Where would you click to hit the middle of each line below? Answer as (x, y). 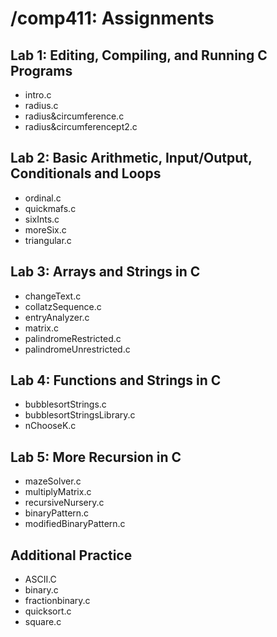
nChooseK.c (50, 426)
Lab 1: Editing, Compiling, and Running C (139, 55)
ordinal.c (43, 198)
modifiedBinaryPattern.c (75, 524)
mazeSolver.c (53, 481)
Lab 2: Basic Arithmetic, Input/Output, (131, 158)
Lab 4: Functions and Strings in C (116, 380)
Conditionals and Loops (86, 173)
